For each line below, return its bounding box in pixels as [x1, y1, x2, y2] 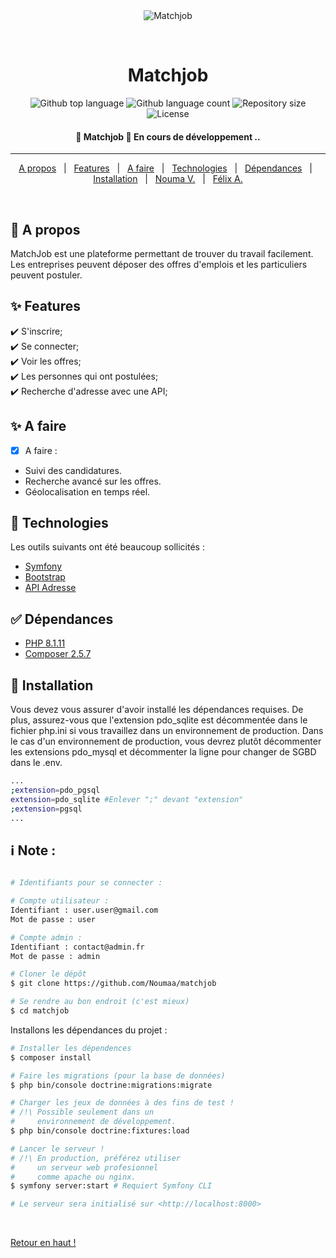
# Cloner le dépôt [10, 969, 87, 979]
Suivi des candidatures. [24, 464, 122, 476]
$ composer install [10, 1052, 92, 1063]
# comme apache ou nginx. [10, 1172, 137, 1182]
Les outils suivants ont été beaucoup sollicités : [10, 541, 205, 553]
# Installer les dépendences [10, 1043, 132, 1053]
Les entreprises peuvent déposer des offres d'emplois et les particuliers [10, 258, 308, 270]
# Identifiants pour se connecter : [10, 878, 163, 888]
